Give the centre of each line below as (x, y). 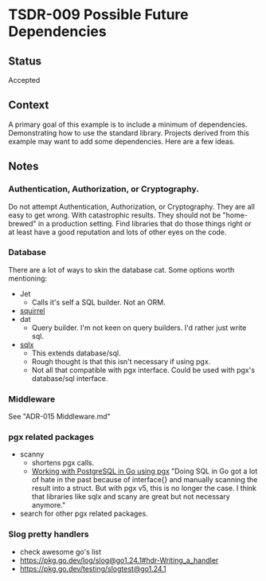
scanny (32, 454)
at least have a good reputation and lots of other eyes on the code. (117, 232)
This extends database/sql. (76, 353)
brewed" (22, 223)
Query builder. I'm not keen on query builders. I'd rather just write (139, 328)
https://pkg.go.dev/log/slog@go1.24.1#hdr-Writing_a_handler (119, 560)
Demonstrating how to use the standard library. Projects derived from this (129, 132)
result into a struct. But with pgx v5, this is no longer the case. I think (144, 489)
